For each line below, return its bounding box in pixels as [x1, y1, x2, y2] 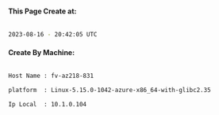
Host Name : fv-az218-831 [8, 72, 94, 80]
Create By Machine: [8, 47, 75, 57]
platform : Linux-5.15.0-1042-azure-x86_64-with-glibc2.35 [8, 87, 212, 95]
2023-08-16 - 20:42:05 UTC [8, 31, 98, 39]
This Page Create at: [8, 6, 77, 16]
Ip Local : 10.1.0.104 [8, 101, 87, 109]
